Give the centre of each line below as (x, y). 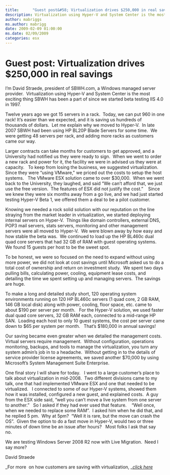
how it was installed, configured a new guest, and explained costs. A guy (82, 394)
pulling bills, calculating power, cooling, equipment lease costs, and (75, 273)
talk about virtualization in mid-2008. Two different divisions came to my (81, 378)
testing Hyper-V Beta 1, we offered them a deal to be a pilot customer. (78, 199)
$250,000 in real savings (59, 74)
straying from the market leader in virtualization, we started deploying (78, 215)
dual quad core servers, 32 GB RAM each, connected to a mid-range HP (80, 315)
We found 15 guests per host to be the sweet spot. (58, 247)
